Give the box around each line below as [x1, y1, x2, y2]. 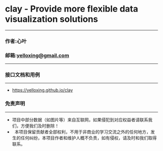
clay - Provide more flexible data [5, 3, 138, 15]
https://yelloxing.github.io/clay [12, 87, 73, 93]
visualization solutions [5, 14, 98, 25]
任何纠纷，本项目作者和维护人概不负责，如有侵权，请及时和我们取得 [20, 135, 157, 141]
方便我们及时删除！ [20, 122, 59, 129]
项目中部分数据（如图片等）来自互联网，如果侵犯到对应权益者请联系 [12, 117, 148, 122]
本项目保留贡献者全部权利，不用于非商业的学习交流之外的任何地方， [14, 129, 151, 135]
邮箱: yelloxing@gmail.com [5, 52, 69, 59]
